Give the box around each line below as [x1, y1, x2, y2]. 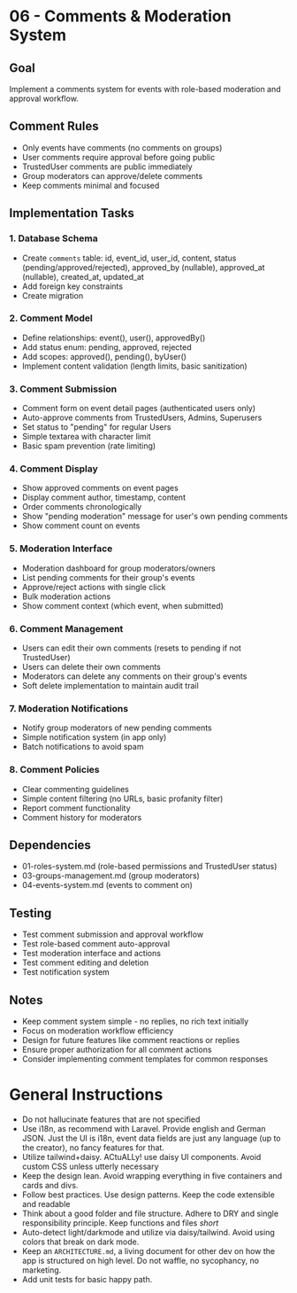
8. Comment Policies [9, 764, 100, 776]
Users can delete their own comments [21, 661, 162, 672]
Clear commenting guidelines [21, 783, 130, 794]
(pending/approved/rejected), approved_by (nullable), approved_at [21, 261, 265, 272]
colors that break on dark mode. [21, 1236, 140, 1247]
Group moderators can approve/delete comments [21, 170, 203, 181]
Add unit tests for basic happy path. [21, 1274, 153, 1284]
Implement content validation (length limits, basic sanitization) [21, 361, 247, 371]
